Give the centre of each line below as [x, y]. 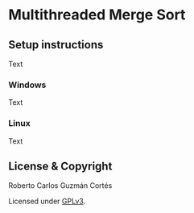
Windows [27, 85]
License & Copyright [60, 166]
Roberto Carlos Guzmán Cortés [60, 186]
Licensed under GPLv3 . [47, 201]
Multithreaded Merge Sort [97, 15]
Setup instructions [56, 45]
